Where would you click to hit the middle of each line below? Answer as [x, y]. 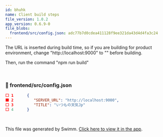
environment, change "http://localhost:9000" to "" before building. [74, 53]
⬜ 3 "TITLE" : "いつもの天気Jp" [45, 105]
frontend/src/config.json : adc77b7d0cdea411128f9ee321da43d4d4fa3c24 [84, 33]
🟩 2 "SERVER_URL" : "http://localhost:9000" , [62, 100]
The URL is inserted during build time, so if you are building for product [78, 47]
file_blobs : [18, 29]
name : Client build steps [32, 15]
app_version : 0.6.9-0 [28, 24]
